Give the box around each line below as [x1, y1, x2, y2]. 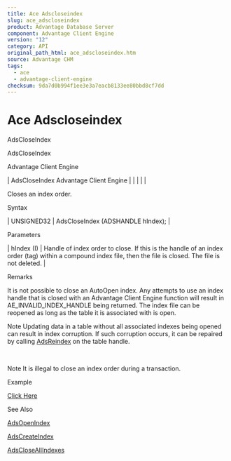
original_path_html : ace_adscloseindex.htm [7, 50, 136, 57]
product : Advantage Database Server [7, 23, 114, 30]
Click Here [7, 392, 38, 400]
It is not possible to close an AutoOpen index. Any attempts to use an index [7, 286, 224, 295]
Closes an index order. [7, 190, 72, 199]
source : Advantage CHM [7, 56, 73, 63]
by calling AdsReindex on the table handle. [7, 338, 131, 346]
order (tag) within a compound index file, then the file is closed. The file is [7, 252, 220, 260]
